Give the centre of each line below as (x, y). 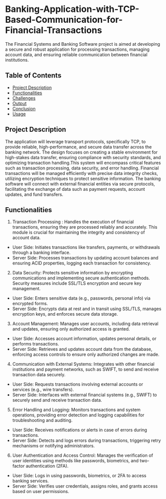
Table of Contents (33, 76)
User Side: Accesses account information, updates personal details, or (84, 338)
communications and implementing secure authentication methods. (81, 278)
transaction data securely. (39, 375)
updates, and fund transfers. (34, 194)
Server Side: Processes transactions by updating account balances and (85, 258)
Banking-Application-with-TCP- (72, 9)
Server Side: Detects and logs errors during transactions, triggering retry (86, 440)
